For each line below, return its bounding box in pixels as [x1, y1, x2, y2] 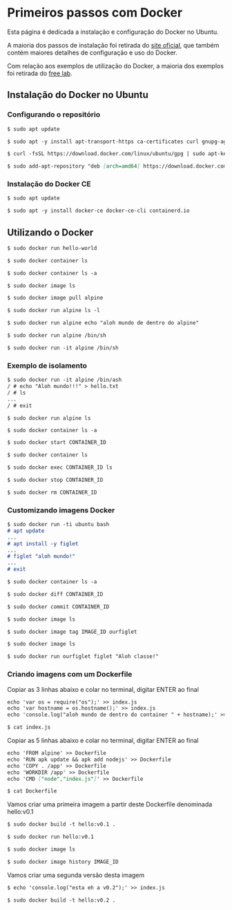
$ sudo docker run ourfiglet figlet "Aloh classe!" [7, 653, 159, 660]
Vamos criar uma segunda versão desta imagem [7, 871, 145, 879]
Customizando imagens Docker [7, 505, 115, 515]
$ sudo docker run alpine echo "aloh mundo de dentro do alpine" [7, 320, 199, 327]
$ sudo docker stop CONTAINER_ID [7, 476, 104, 484]
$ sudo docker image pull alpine [7, 295, 104, 302]
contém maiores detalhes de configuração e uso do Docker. [7, 48, 178, 57]
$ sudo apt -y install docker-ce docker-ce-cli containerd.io [7, 207, 190, 215]
